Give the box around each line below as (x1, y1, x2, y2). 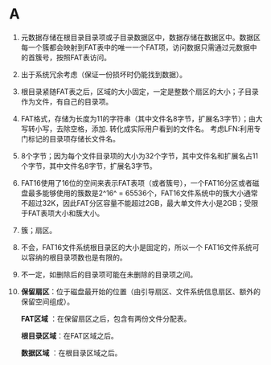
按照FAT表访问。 (55, 52, 112, 62)
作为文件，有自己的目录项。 (20, 96, 113, 106)
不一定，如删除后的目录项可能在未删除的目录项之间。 (20, 269, 198, 279)
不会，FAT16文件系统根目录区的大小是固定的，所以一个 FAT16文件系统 (20, 242, 253, 252)
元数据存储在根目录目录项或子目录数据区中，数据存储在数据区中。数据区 (20, 32, 261, 42)
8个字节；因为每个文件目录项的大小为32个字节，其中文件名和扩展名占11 (20, 150, 259, 161)
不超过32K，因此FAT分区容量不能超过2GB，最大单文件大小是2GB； (20, 198, 244, 207)
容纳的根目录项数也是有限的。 (27, 252, 127, 262)
